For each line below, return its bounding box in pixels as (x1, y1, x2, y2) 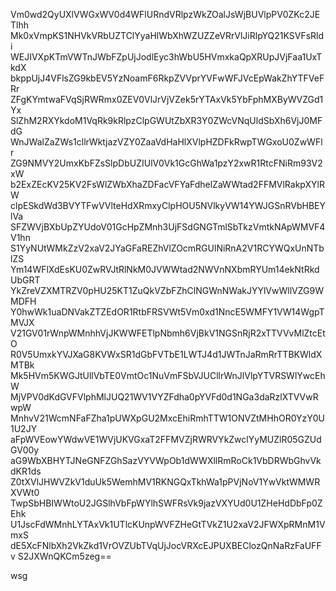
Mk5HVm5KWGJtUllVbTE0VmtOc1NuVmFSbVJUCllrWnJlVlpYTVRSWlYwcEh (10, 370, 326, 381)
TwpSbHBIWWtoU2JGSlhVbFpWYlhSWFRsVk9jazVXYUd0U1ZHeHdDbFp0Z (10, 497, 323, 509)
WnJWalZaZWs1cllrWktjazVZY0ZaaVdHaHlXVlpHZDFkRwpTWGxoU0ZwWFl (10, 136, 323, 148)
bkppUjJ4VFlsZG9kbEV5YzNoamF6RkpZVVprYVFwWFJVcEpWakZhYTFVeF (10, 72, 325, 84)
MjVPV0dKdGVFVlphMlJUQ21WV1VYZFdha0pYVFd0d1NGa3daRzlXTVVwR (10, 391, 319, 403)
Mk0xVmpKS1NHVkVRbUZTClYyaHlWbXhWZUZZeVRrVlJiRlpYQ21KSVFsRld (10, 30, 325, 41)
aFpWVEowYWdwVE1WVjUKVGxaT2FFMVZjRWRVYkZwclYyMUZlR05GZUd (10, 434, 322, 445)
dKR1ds (10, 465, 42, 477)
